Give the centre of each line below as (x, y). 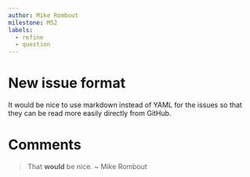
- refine (29, 37)
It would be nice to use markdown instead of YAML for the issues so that (125, 105)
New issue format (67, 83)
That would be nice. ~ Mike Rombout (87, 166)
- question (33, 45)
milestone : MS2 (33, 23)
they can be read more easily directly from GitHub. (90, 114)
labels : (21, 30)
